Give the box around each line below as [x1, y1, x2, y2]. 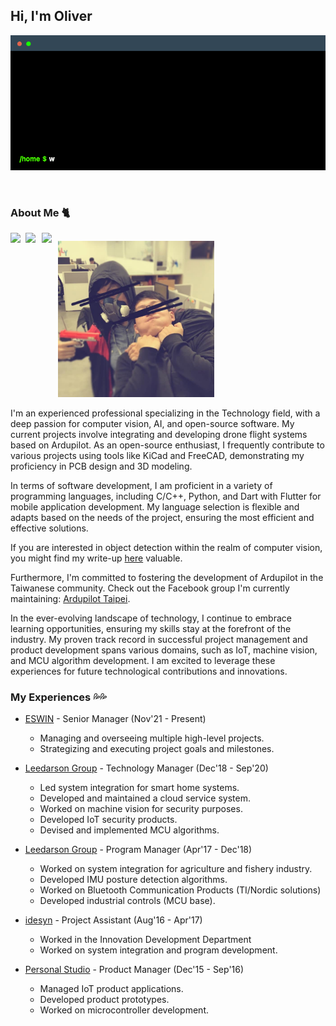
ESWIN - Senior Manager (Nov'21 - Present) [24, 713, 207, 725]
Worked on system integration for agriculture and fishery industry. [39, 863, 313, 875]
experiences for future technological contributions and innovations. [10, 665, 288, 678]
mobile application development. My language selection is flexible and [10, 501, 300, 513]
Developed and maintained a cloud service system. [39, 792, 251, 804]
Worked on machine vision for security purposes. [39, 803, 243, 815]
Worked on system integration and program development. [39, 944, 278, 956]
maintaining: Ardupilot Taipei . [10, 593, 131, 605]
